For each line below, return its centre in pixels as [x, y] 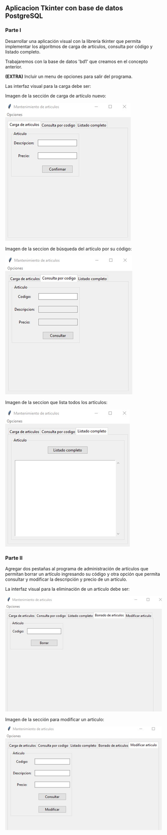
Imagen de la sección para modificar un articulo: [55, 719]
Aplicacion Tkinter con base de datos [64, 8]
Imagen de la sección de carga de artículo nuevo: [56, 96]
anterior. [14, 66]
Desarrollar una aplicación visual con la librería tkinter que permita [73, 41]
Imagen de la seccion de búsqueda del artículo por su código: [69, 249]
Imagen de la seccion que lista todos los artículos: [56, 402]
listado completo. [23, 51]
